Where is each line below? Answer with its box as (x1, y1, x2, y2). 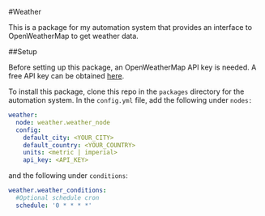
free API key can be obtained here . (8, 71, 125, 80)
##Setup (8, 47, 38, 56)
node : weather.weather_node (15, 118, 111, 126)
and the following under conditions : (8, 171, 128, 180)
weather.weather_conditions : (8, 186, 107, 195)
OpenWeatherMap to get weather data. (8, 32, 139, 40)
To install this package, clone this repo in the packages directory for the (8, 87, 245, 96)
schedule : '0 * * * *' (15, 201, 92, 210)
